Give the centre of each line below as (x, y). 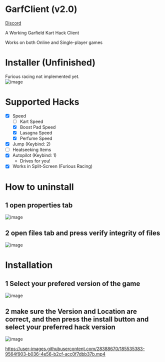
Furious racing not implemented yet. (42, 76)
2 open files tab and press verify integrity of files (83, 233)
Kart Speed (31, 121)
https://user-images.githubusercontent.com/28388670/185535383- (75, 349)
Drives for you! (35, 161)
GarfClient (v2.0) (41, 9)
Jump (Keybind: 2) (31, 144)
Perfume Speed (36, 138)
